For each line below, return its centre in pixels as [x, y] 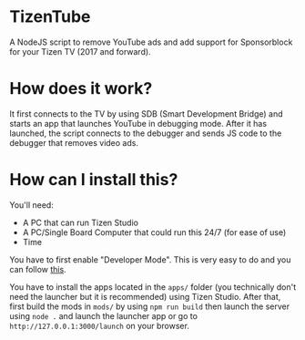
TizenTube [50, 17]
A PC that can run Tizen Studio [81, 222]
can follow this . [38, 269]
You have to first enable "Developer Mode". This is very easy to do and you [150, 259]
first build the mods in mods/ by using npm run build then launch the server [150, 306]
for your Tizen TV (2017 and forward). [81, 51]
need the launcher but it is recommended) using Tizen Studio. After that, [145, 296]
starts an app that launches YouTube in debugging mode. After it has [138, 123]
